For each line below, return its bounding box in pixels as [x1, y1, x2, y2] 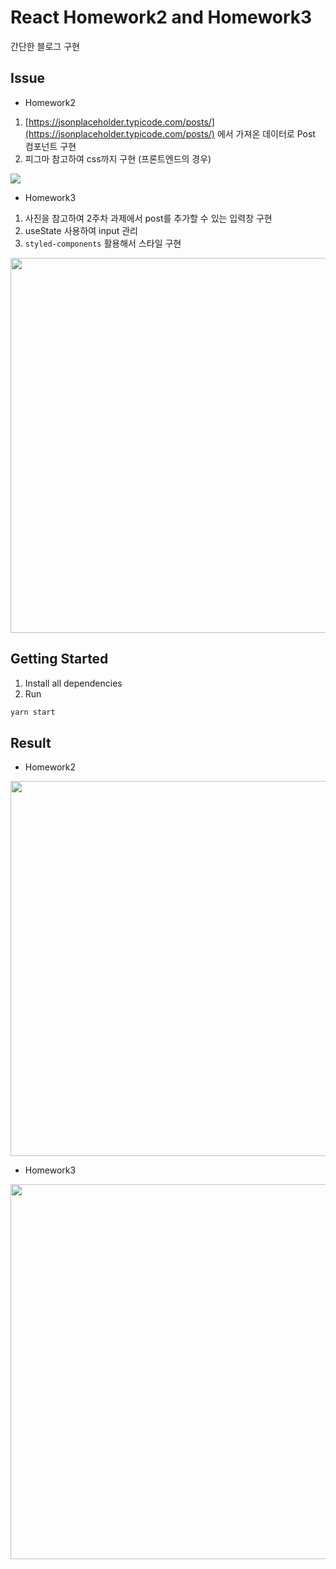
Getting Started [10, 651, 109, 668]
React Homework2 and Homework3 [10, 6, 313, 29]
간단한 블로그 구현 [10, 40, 80, 52]
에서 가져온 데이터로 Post [216, 127, 316, 140]
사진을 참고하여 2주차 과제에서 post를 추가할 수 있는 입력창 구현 [24, 212, 273, 224]
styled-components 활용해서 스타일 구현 [24, 237, 182, 249]
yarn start [10, 707, 56, 717]
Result [10, 734, 52, 751]
